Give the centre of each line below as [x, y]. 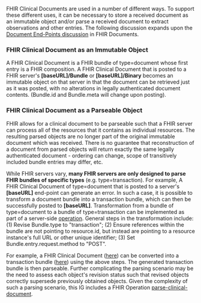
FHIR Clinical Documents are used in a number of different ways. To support [100, 9]
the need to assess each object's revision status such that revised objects [97, 274]
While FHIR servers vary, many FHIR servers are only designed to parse [96, 173]
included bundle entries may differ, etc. [55, 162]
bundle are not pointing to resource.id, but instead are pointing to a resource [100, 231]
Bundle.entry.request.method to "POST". [56, 243]
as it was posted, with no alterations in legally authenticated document [93, 88]
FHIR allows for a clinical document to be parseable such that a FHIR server [100, 123]
